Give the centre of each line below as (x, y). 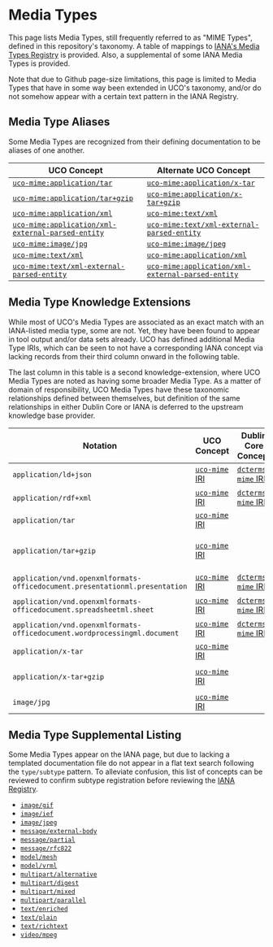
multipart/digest (50, 884)
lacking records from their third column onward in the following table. (124, 356)
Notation (100, 445)
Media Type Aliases (59, 122)
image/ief (37, 815)
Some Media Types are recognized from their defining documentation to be (135, 141)
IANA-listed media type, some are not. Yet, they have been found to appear (134, 330)
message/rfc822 (46, 849)
